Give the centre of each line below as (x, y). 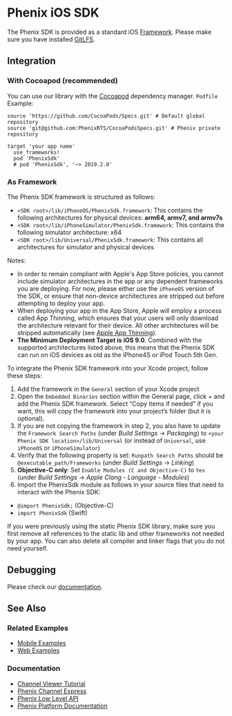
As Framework (32, 181)
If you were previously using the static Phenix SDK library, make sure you (111, 526)
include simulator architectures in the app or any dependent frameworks (120, 281)
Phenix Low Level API (48, 698)
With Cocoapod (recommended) (63, 81)
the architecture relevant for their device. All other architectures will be (118, 325)
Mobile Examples (41, 643)
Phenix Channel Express (52, 691)
